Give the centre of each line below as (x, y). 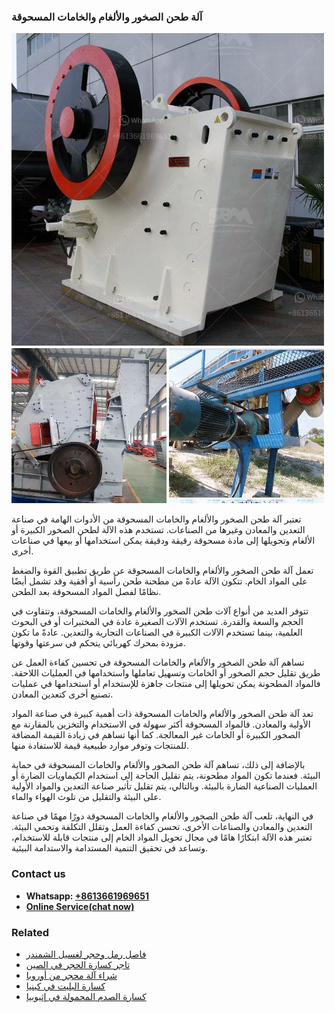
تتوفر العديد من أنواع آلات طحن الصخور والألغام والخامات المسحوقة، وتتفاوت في (160, 611)
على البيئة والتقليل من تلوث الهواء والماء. (86, 797)
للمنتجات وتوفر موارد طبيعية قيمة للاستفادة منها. (100, 746)
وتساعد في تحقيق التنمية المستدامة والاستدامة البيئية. (110, 848)
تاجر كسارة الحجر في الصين (78, 964)
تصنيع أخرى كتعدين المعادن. (62, 694)
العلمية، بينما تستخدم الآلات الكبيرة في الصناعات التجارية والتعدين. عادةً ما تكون (157, 632)
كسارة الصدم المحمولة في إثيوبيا (86, 996)
